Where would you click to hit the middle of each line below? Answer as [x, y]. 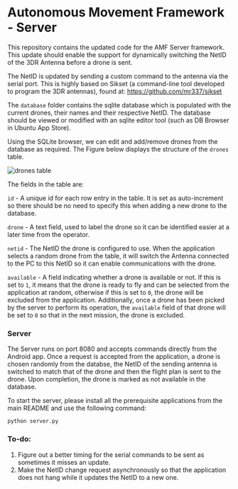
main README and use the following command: [77, 408]
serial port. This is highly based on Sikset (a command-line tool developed [116, 83]
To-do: [20, 439]
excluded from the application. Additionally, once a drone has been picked [116, 300]
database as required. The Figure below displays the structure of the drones [118, 149]
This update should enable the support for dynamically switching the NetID [117, 55]
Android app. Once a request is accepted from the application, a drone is [114, 357]
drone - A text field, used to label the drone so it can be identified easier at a [118, 227]
